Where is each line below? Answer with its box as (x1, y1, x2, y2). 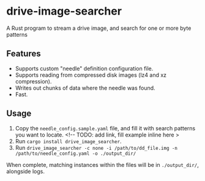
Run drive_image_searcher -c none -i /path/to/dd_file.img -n (15, 144, 178, 151)
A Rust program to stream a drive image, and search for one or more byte (6, 24, 192, 32)
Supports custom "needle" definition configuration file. (15, 65, 154, 72)
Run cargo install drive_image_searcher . (15, 137, 122, 144)
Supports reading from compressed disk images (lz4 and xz (15, 71, 167, 79)
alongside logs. (6, 168, 45, 175)
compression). (15, 77, 52, 85)
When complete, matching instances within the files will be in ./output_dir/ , (6, 161, 199, 168)
